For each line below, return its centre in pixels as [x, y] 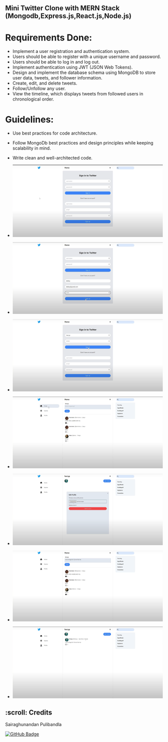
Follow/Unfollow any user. [39, 88]
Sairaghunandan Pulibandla [33, 724]
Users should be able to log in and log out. [56, 62]
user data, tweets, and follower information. [57, 78]
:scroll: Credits [29, 712]
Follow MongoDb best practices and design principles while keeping [83, 143]
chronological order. [33, 99]
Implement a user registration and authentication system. [71, 51]
